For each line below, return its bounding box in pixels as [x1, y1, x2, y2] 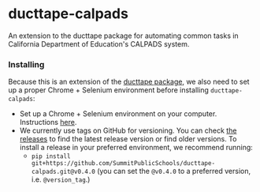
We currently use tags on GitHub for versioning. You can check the [19, 126, 237, 135]
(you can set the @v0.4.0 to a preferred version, [97, 167, 251, 176]
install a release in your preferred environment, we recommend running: [19, 143, 254, 152]
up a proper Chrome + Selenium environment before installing [8, 85, 209, 95]
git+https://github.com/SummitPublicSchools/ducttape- [31, 160, 215, 168]
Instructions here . [19, 118, 77, 127]
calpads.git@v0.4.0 [31, 168, 96, 176]
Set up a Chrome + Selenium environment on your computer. [19, 109, 217, 119]
